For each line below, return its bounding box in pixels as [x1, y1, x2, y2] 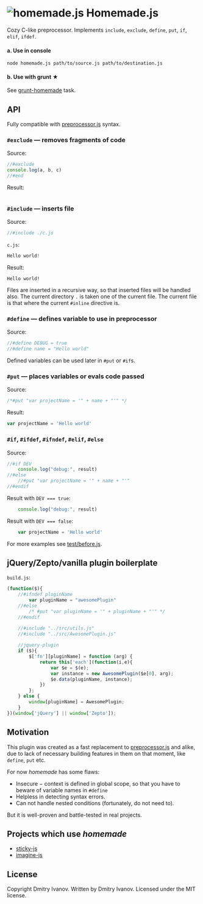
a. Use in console [7, 46, 51, 54]
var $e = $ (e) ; [50, 665, 89, 671]
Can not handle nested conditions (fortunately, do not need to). [15, 799, 174, 806]
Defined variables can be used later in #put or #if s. [7, 357, 136, 364]
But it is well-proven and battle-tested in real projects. [7, 811, 142, 819]
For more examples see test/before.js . [7, 540, 102, 547]
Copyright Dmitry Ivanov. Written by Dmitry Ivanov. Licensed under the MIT [7, 885, 196, 893]
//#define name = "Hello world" [7, 346, 89, 352]
